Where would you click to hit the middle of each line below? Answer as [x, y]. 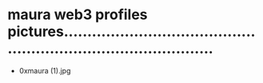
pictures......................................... [131, 32]
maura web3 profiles [78, 15]
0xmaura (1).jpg [45, 70]
